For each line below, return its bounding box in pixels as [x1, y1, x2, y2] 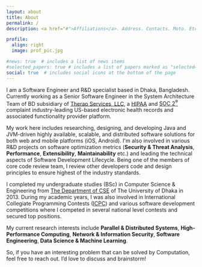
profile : [6, 37, 28, 43]
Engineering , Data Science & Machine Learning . [6, 237, 128, 244]
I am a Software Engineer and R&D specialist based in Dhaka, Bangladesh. [6, 86, 190, 93]
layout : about [6, 8, 42, 15]
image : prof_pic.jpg [11, 48, 63, 54]
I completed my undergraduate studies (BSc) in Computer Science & [6, 181, 176, 188]
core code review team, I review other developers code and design [6, 163, 173, 170]
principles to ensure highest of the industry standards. [6, 169, 141, 176]
